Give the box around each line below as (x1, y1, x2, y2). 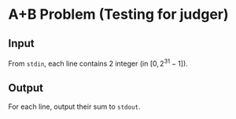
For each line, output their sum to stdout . (8, 102, 141, 111)
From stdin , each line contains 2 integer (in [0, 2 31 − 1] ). (8, 57, 189, 68)
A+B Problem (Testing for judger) (8, 5, 230, 23)
